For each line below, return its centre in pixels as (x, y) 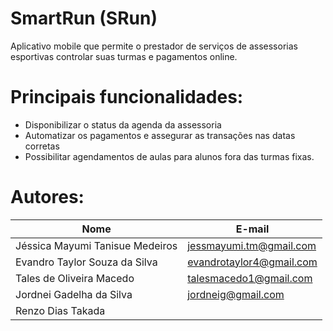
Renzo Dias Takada (60, 310)
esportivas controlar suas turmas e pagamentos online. (124, 56)
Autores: (47, 197)
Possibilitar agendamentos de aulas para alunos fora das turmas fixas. (169, 156)
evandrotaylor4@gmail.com (252, 262)
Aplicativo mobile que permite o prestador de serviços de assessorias (154, 46)
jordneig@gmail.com (236, 294)
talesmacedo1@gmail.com (250, 278)
